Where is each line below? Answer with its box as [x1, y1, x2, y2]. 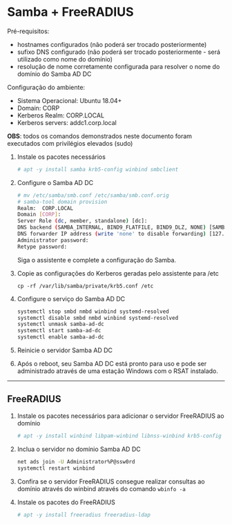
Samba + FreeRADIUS [7, 4, 134, 20]
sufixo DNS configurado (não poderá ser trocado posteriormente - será [17, 48, 221, 56]
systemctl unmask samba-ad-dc [17, 321, 105, 328]
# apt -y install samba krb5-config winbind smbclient [17, 166, 179, 173]
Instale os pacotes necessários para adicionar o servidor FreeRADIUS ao [17, 412, 224, 420]
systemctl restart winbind [17, 464, 95, 472]
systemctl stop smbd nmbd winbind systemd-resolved [17, 308, 169, 315]
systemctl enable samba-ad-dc [17, 334, 105, 341]
